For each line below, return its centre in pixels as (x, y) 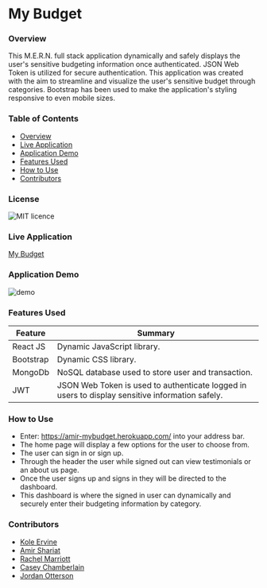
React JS (29, 346)
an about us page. (49, 470)
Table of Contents (44, 118)
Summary (156, 333)
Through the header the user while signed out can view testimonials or (135, 462)
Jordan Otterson (46, 575)
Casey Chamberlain (52, 567)
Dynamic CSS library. (97, 359)
